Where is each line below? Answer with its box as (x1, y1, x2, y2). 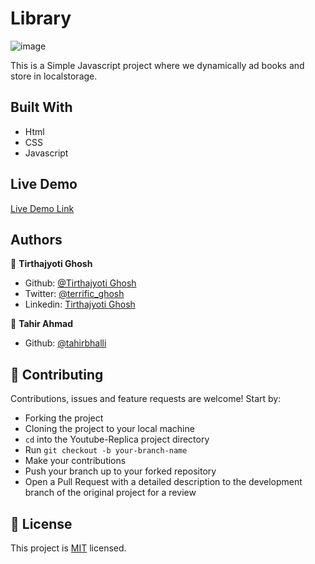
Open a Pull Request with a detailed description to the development (24, 476, 303, 488)
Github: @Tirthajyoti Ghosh (24, 277, 137, 289)
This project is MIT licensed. (10, 542, 127, 554)
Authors (10, 231, 63, 248)
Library (10, 7, 72, 30)
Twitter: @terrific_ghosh (24, 288, 125, 300)
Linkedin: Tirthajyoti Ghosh (24, 298, 136, 311)
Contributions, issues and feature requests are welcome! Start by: (10, 393, 282, 405)
